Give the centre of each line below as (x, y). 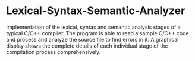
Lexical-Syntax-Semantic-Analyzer (96, 11)
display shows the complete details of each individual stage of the (87, 46)
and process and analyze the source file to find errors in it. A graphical (92, 39)
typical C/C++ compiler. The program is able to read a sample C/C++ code (97, 33)
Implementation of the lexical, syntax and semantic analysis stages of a (93, 27)
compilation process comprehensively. (54, 52)
